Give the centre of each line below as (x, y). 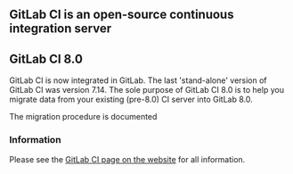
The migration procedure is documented (83, 117)
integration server (61, 29)
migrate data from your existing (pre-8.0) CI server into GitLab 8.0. (131, 99)
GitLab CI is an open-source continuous (122, 15)
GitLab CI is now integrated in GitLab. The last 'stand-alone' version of (138, 80)
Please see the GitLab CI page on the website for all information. (127, 159)
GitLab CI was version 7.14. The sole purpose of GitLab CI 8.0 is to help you (147, 90)
